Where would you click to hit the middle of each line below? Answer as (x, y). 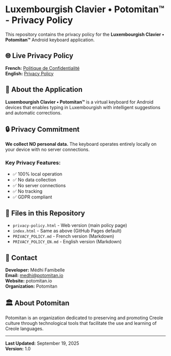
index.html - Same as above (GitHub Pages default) (67, 231)
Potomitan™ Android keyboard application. (50, 40)
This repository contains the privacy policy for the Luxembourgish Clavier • (85, 34)
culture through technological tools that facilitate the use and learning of (81, 323)
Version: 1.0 (18, 349)
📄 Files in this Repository (45, 213)
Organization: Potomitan (31, 286)
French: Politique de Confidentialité (42, 68)
